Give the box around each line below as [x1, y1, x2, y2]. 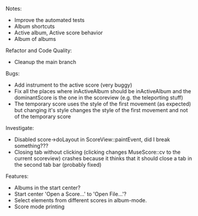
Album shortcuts [14, 23, 55, 30]
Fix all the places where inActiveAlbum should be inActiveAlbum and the [14, 88, 191, 94]
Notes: [5, 5, 22, 12]
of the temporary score [14, 113, 71, 120]
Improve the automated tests [14, 17, 85, 23]
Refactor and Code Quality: [5, 47, 73, 54]
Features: [5, 173, 29, 180]
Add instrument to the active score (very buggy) [14, 81, 133, 88]
